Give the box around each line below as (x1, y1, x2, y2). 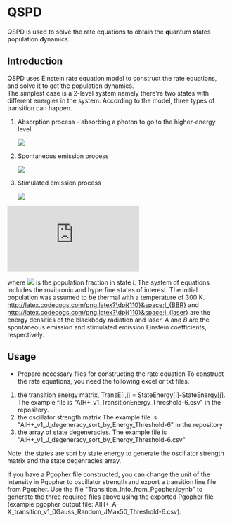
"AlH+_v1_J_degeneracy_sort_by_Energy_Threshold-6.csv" (17, 435, 186, 443)
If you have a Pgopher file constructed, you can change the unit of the (7, 470, 211, 478)
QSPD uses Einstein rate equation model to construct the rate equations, (7, 74, 217, 82)
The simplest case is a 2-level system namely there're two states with (7, 89, 210, 97)
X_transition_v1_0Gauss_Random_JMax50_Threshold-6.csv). (7, 507, 181, 516)
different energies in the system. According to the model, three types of (7, 96, 215, 105)
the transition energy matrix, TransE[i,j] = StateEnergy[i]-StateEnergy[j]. (17, 391, 226, 399)
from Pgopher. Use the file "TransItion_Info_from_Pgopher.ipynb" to (7, 485, 203, 493)
